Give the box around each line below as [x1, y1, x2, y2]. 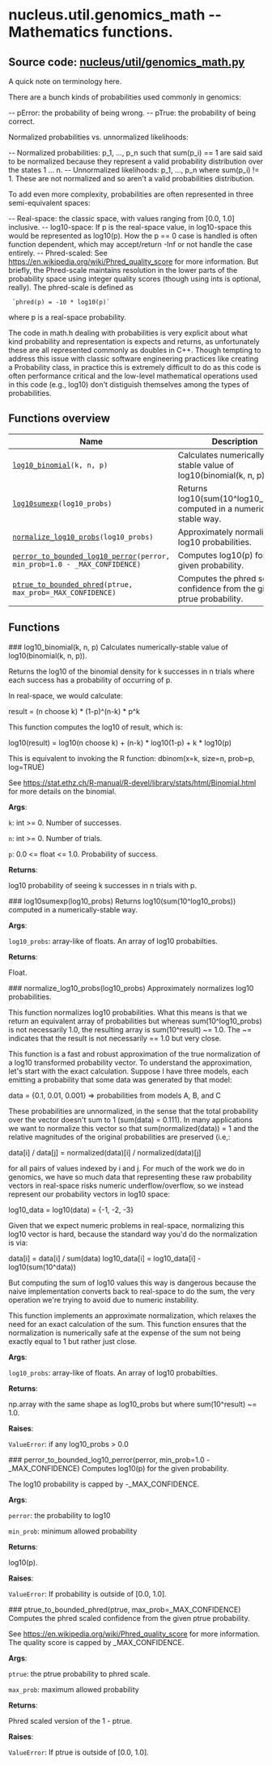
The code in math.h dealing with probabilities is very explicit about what [8, 328, 249, 338]
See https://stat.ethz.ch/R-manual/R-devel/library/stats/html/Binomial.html [8, 777, 257, 787]
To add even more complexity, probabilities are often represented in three [8, 189, 253, 199]
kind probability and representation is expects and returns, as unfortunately [8, 337, 261, 346]
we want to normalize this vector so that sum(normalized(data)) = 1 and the [8, 1123, 259, 1133]
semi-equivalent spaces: [8, 198, 91, 207]
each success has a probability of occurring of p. [8, 674, 172, 685]
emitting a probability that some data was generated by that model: [8, 1074, 232, 1084]
